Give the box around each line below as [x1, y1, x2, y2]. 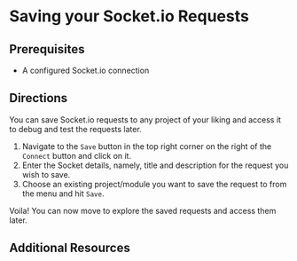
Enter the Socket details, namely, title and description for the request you [21, 160, 289, 170]
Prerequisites [9, 42, 85, 57]
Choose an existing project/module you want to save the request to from [21, 178, 287, 189]
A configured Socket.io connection [21, 65, 150, 75]
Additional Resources [9, 241, 130, 256]
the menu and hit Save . [21, 188, 105, 199]
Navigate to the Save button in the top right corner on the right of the [21, 140, 272, 152]
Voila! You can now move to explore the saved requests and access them [9, 205, 277, 216]
